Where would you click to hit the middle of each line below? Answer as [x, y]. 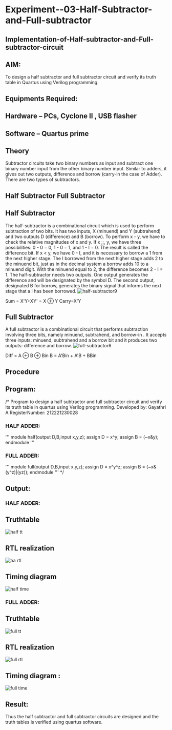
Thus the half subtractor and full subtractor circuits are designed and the [82, 717]
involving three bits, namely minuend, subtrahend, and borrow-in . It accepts [86, 335]
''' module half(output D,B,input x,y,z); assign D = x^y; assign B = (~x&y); [82, 437]
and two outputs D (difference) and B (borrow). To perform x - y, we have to [85, 236]
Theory [17, 151]
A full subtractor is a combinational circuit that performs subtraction [77, 329]
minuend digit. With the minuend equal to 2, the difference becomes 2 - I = [84, 269]
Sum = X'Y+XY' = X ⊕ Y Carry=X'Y [43, 301]
